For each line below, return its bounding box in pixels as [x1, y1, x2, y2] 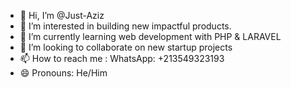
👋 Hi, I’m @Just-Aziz [19, 10, 105, 21]
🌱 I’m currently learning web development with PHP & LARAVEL [19, 31, 282, 42]
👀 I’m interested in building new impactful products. [19, 20, 232, 32]
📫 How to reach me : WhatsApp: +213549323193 [19, 53, 225, 64]
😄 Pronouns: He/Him [19, 67, 108, 79]
